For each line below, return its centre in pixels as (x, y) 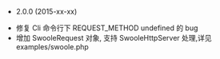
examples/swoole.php (52, 47)
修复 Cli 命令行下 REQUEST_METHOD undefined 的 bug (107, 28)
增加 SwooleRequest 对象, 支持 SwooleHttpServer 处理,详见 (114, 38)
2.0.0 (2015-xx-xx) (46, 12)
